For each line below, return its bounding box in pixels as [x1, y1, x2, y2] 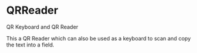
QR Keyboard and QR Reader [6, 23, 79, 30]
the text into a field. [6, 41, 54, 48]
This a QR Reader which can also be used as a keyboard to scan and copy [6, 35, 192, 42]
